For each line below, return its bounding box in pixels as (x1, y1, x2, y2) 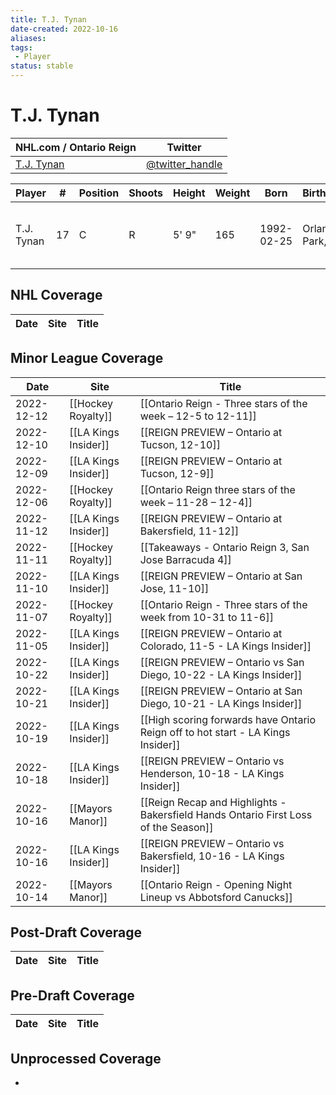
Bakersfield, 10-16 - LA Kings (139, 849, 285, 863)
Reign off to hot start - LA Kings (139, 725, 291, 739)
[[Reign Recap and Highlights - (139, 795, 287, 809)
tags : (10, 42, 33, 53)
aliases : (10, 33, 47, 43)
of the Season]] (139, 820, 214, 834)
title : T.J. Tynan (10, 14, 87, 25)
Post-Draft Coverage (10, 924, 143, 941)
